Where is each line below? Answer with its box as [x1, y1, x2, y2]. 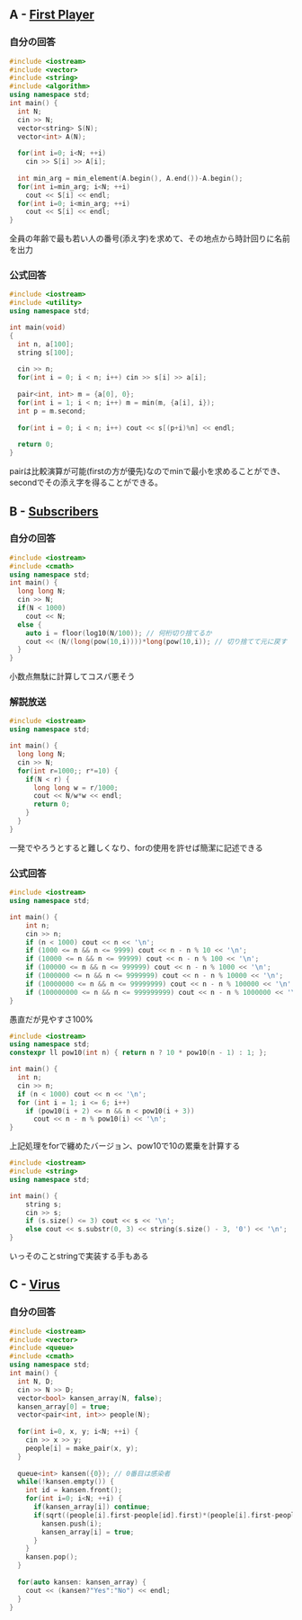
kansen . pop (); [25, 1553, 78, 1562]
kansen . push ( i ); [41, 1519, 102, 1528]
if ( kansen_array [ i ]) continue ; [32, 1502, 151, 1512]
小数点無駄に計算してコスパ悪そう [9, 671, 136, 682]
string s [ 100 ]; [17, 348, 75, 357]
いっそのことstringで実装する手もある [9, 1250, 149, 1262]
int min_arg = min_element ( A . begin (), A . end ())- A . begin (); [17, 174, 244, 183]
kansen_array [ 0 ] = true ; [17, 1402, 111, 1411]
